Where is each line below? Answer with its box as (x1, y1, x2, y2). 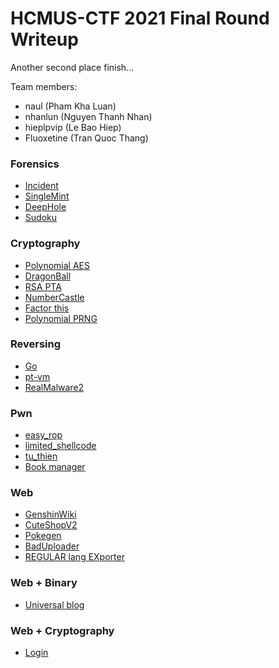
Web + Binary (10, 576, 78, 590)
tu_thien (24, 450, 58, 462)
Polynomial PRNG (24, 312, 98, 324)
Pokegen (24, 530, 62, 542)
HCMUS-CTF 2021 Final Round (10, 7, 270, 30)
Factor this (24, 302, 70, 314)
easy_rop (24, 429, 63, 441)
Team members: (10, 80, 78, 92)
